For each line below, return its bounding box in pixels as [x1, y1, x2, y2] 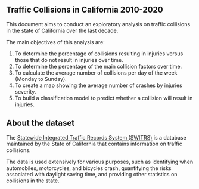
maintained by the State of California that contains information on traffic [6, 140, 183, 147]
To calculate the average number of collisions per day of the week [14, 69, 178, 76]
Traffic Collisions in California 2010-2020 [6, 5, 163, 15]
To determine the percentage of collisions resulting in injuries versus [14, 50, 184, 57]
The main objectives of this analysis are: [6, 38, 105, 45]
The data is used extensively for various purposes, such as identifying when [6, 158, 194, 165]
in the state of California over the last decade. [6, 27, 119, 34]
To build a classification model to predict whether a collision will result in [14, 94, 193, 101]
